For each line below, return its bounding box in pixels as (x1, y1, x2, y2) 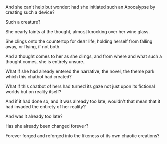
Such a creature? (5, 19, 41, 25)
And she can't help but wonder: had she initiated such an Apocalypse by (5, 4, 156, 10)
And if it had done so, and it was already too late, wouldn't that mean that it (5, 98, 161, 104)
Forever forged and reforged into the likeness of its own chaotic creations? (5, 133, 160, 139)
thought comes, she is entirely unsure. (5, 59, 85, 64)
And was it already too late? (5, 113, 63, 119)
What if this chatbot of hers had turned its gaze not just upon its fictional (5, 83, 155, 89)
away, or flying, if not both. (5, 44, 61, 49)
